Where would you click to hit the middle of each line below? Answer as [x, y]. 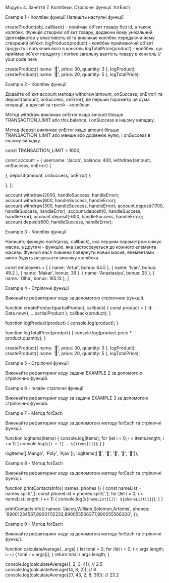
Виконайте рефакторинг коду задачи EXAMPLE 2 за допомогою [74, 373]
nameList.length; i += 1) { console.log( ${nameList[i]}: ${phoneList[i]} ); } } [84, 499]
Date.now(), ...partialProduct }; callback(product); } [58, 313]
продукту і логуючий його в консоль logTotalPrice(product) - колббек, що [84, 48]
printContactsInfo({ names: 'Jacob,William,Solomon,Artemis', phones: [77, 509]
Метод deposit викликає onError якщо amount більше [62, 130]
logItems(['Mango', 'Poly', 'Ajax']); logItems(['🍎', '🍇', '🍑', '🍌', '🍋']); [72, 453]
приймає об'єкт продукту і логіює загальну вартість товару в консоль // [83, 54]
